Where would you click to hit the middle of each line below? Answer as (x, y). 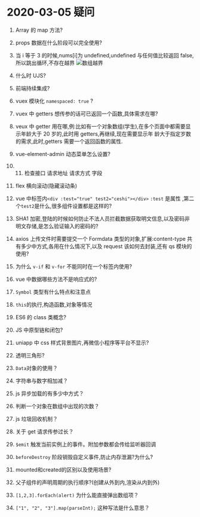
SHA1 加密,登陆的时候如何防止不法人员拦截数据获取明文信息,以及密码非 (103, 218)
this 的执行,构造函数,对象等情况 (54, 304)
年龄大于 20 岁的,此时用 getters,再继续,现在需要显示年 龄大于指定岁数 (106, 134)
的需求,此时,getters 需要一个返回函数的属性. (69, 141)
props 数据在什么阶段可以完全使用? (59, 42)
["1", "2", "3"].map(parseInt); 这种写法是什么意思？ (82, 507)
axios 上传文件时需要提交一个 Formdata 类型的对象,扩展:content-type (100, 238)
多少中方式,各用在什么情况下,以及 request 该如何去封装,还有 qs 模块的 (106, 246)
